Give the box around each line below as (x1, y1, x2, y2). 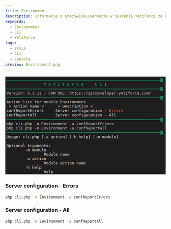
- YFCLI (10, 46, 26, 51)
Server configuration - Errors (5, 182, 79, 189)
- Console (10, 56, 31, 62)
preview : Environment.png (5, 62, 60, 67)
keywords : (5, 19, 26, 24)
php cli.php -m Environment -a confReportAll (5, 219, 103, 224)
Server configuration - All (5, 207, 70, 214)
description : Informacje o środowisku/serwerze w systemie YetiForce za (5, 13, 163, 19)
